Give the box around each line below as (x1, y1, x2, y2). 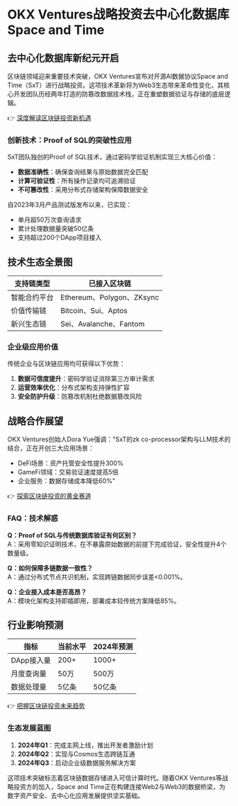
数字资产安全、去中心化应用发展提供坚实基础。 (7, 791, 144, 800)
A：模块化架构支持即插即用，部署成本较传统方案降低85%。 (7, 596, 181, 605)
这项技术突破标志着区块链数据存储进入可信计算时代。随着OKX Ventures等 (7, 773, 222, 782)
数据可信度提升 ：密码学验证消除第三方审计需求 (17, 375, 154, 383)
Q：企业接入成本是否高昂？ (7, 587, 87, 596)
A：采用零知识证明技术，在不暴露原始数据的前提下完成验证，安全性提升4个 (7, 540, 227, 548)
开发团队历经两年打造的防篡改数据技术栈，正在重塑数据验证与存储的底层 (13, 90, 225, 98)
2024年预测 (93, 642, 133, 652)
